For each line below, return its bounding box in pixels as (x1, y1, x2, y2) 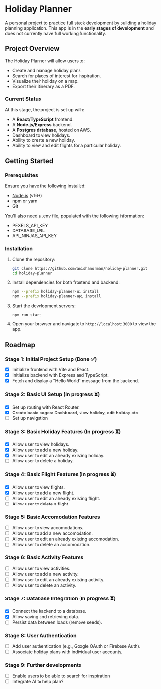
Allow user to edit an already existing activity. (12, 576, 105, 582)
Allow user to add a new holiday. (12, 447, 79, 453)
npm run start (12, 312, 41, 317)
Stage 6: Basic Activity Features (5, 554, 84, 561)
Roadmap (5, 340, 36, 349)
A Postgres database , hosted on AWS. (12, 127, 91, 133)
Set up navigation (12, 415, 48, 421)
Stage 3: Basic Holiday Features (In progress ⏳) (5, 428, 121, 435)
